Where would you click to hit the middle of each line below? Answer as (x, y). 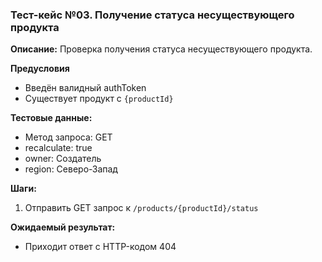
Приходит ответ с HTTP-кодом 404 (100, 247)
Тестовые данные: (51, 118)
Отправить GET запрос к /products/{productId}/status (141, 208)
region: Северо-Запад (71, 169)
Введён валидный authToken (85, 88)
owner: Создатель (63, 159)
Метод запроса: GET (68, 137)
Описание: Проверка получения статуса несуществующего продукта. (161, 49)
